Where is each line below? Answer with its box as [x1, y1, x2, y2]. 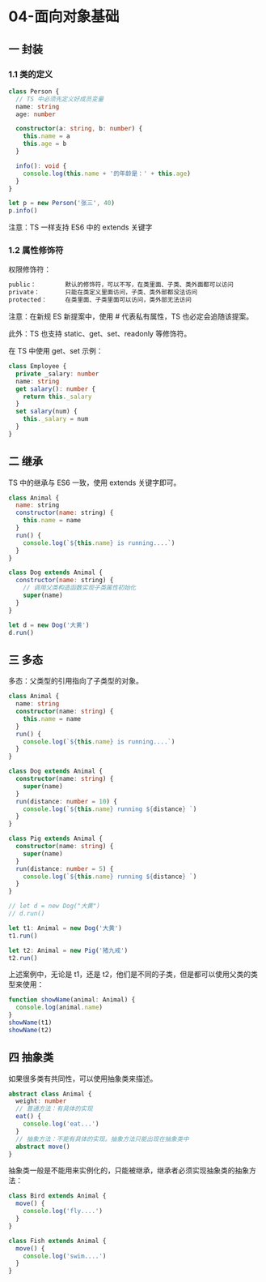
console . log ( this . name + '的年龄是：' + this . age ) [23, 169, 192, 178]
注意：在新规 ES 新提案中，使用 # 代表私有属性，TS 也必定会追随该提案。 [8, 311, 253, 321]
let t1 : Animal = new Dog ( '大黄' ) [8, 924, 123, 933]
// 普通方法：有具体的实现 [15, 1104, 93, 1113]
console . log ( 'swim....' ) [23, 1252, 107, 1260]
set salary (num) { [15, 407, 78, 416]
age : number [15, 110, 57, 118]
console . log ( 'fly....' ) [23, 1207, 103, 1216]
